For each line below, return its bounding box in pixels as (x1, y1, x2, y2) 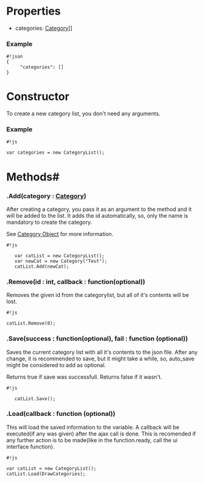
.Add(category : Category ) (6, 191, 86, 200)
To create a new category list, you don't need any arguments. (6, 110, 161, 117)
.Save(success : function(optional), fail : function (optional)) (6, 334, 188, 343)
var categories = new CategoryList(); (6, 149, 105, 156)
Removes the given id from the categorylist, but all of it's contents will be (6, 292, 189, 299)
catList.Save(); (14, 395, 56, 402)
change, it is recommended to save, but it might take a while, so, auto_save (6, 355, 195, 362)
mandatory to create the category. (6, 218, 93, 226)
